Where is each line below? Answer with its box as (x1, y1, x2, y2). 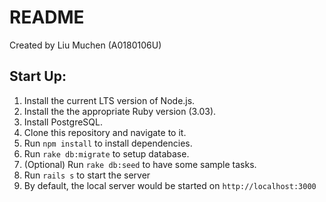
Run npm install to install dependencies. (23, 137, 193, 149)
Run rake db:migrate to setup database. (23, 147, 190, 160)
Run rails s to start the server (23, 169, 151, 181)
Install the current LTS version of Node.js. (23, 94, 196, 106)
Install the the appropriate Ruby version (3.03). (23, 105, 217, 117)
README (9, 6, 85, 29)
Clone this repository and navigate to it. (23, 126, 187, 138)
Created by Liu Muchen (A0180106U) (9, 39, 162, 51)
